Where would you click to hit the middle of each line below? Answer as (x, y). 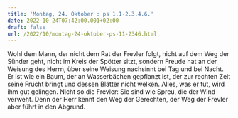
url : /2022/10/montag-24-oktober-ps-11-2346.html (82, 34)
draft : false (27, 27)
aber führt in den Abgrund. (47, 107)
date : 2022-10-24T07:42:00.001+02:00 (63, 21)
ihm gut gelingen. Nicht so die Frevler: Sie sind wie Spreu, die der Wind (112, 92)
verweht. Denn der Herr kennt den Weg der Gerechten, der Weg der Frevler (118, 100)
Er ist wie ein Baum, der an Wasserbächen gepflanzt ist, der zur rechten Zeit (119, 77)
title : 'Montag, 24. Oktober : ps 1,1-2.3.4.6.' (81, 14)
